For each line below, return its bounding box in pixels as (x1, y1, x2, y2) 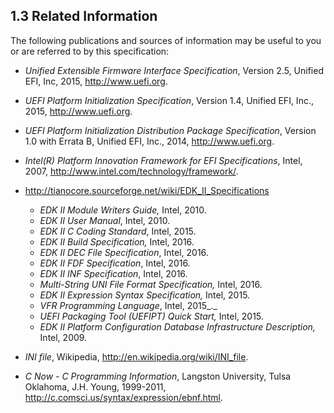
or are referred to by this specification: (10, 45, 170, 57)
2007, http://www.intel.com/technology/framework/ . (24, 165, 239, 177)
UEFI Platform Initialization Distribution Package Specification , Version (24, 124, 317, 136)
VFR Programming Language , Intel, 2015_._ (39, 299, 218, 311)
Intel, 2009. (39, 331, 88, 343)
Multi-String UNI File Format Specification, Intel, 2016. (39, 278, 263, 290)
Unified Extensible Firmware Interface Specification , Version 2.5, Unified (24, 64, 324, 76)
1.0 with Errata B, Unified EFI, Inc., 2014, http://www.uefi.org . (24, 135, 275, 147)
